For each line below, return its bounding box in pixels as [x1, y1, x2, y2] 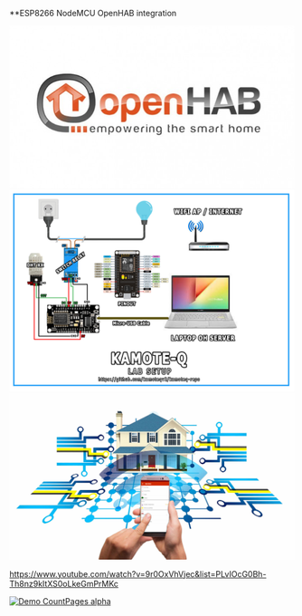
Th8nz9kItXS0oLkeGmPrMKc [9, 578, 119, 589]
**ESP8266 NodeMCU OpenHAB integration [9, 8, 177, 18]
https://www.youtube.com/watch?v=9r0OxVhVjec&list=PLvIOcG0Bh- [9, 568, 267, 579]
